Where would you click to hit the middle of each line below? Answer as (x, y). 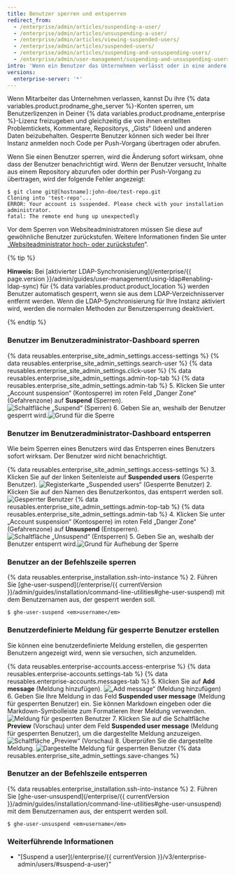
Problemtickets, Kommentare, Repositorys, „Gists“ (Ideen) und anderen (109, 128)
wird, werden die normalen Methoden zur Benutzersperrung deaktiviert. (111, 309)
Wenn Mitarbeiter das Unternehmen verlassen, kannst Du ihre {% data (108, 99)
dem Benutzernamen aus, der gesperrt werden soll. (81, 600)
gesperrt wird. (28, 415)
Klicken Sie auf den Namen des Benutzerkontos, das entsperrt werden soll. (115, 491)
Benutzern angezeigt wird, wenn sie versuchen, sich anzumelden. (102, 652)
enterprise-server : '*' (48, 79)
